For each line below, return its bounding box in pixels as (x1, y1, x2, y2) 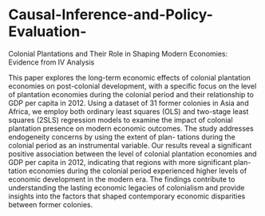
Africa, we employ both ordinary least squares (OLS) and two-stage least (8, 106, 249, 116)
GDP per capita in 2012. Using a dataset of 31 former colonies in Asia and (8, 98, 249, 108)
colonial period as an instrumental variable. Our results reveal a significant (8, 140, 252, 150)
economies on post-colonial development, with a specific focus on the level (8, 81, 257, 91)
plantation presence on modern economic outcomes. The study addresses (8, 124, 254, 133)
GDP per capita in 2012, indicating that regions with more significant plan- (8, 157, 251, 167)
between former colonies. (8, 199, 93, 209)
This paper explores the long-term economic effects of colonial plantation (8, 73, 251, 82)
